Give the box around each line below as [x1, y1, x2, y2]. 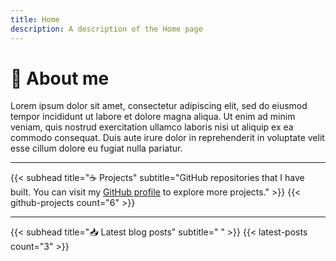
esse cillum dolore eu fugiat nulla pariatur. [10, 142, 183, 155]
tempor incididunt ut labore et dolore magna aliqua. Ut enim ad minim [10, 111, 296, 123]
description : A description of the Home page [10, 24, 203, 34]
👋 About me [10, 67, 110, 90]
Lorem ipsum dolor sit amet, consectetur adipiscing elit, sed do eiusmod [10, 100, 308, 112]
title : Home [10, 14, 60, 25]
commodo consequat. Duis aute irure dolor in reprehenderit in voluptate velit [10, 132, 325, 144]
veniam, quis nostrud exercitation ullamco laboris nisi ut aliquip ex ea [10, 121, 294, 133]
